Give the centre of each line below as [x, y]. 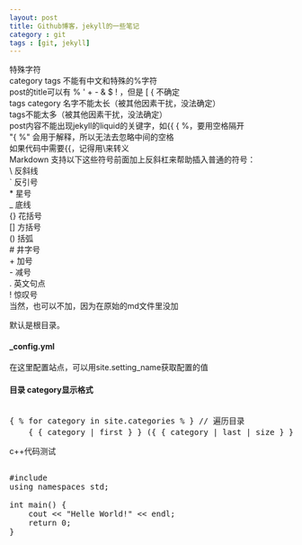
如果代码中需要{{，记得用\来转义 [69, 149]
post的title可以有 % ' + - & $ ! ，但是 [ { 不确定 [95, 92]
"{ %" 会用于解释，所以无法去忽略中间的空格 [92, 137]
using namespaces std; [59, 486]
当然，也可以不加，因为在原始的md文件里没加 [94, 306]
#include [28, 477]
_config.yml [32, 346]
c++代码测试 [33, 450]
